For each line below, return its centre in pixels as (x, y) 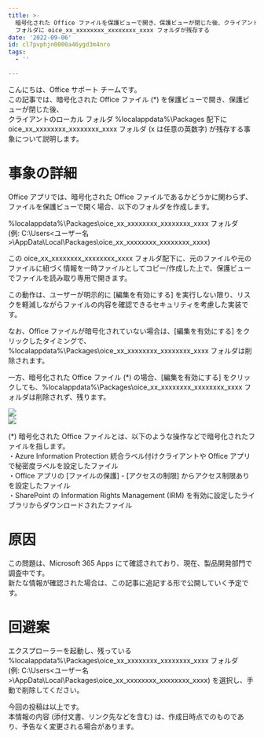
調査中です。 (29, 573)
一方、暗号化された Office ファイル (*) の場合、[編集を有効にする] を (119, 377)
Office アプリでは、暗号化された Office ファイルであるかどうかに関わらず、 (130, 197)
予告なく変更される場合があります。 (80, 726)
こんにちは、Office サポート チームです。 (75, 89)
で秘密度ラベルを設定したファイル (63, 466)
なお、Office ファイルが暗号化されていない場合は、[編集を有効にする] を (126, 330)
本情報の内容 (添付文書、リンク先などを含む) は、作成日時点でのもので (123, 716)
